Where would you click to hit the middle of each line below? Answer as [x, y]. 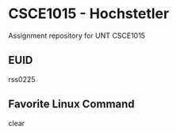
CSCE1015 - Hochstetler [88, 14]
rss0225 [22, 79]
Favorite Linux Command [71, 104]
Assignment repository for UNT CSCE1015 [77, 35]
